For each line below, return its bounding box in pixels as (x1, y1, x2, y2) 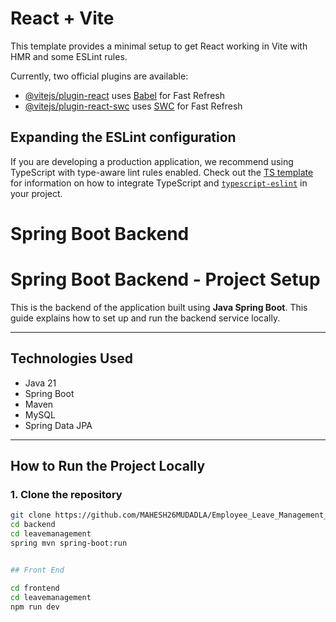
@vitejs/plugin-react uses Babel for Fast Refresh (24, 89, 226, 101)
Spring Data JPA (24, 419, 93, 431)
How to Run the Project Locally (10, 458, 206, 475)
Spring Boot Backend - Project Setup (10, 268, 321, 291)
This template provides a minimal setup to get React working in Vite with (10, 40, 308, 52)
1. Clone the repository (10, 488, 123, 501)
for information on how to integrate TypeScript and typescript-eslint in (10, 177, 308, 189)
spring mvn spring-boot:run (10, 538, 128, 548)
